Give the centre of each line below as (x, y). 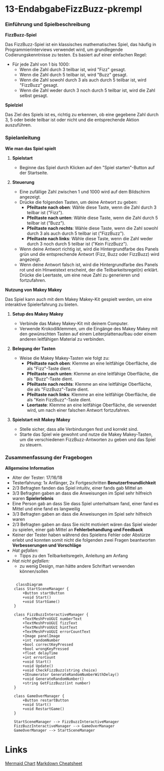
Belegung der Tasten (34, 348)
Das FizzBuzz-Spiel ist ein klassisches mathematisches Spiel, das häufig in (81, 45)
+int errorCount (39, 658)
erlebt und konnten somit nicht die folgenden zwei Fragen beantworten (84, 540)
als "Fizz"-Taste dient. (49, 368)
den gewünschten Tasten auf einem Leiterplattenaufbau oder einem (88, 334)
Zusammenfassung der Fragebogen (49, 457)
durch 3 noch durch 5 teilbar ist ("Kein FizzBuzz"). (77, 244)
